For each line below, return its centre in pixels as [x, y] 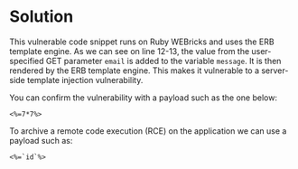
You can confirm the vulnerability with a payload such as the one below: [144, 98]
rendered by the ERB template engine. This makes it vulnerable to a [135, 70]
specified [27, 61]
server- [275, 70]
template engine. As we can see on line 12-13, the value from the [130, 51]
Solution [42, 17]
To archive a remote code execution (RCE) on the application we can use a [148, 131]
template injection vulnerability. [85, 80]
